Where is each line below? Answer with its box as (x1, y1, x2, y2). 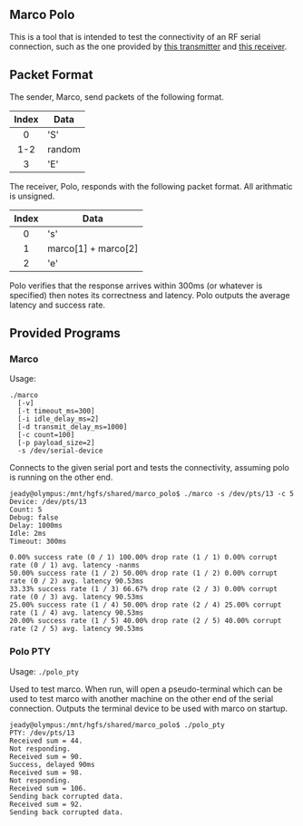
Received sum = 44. (9, 736, 83, 745)
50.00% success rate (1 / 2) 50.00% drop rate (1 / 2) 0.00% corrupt (9, 568, 279, 578)
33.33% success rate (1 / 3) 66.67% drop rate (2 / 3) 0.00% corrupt (9, 585, 279, 594)
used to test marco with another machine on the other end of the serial (9, 693, 274, 704)
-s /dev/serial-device (17, 446, 103, 456)
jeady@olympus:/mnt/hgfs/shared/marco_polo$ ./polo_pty (9, 720, 225, 729)
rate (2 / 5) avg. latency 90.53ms (9, 625, 144, 634)
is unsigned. (9, 190, 55, 201)
